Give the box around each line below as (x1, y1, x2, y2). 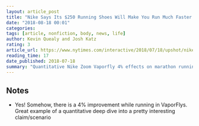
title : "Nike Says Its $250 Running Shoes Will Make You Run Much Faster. (6, 14, 195, 20)
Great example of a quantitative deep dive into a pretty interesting (14, 108, 176, 115)
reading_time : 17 (6, 53, 49, 59)
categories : (6, 25, 36, 31)
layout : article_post (6, 8, 60, 15)
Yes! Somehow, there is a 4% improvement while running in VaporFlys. (14, 101, 188, 108)
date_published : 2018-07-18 (6, 58, 76, 64)
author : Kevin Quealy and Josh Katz (6, 36, 97, 42)
